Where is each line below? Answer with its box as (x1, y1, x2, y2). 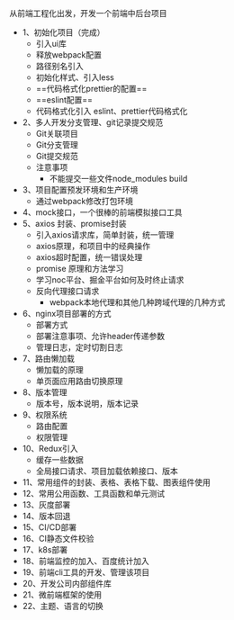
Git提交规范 (35, 151, 79, 161)
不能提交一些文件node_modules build (49, 174, 188, 184)
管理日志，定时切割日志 (35, 342, 123, 353)
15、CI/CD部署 (22, 522, 77, 533)
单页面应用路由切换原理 (35, 376, 123, 386)
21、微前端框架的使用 (22, 589, 103, 600)
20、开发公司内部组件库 (22, 579, 112, 589)
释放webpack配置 (35, 49, 102, 60)
